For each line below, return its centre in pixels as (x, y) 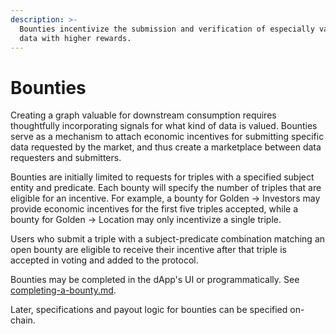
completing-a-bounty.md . (63, 290)
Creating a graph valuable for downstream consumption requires (143, 115)
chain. (23, 320)
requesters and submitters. (66, 158)
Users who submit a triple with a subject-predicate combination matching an (168, 239)
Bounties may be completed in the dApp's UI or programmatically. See (155, 280)
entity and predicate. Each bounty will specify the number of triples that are (166, 188)
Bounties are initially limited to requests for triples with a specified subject (162, 177)
